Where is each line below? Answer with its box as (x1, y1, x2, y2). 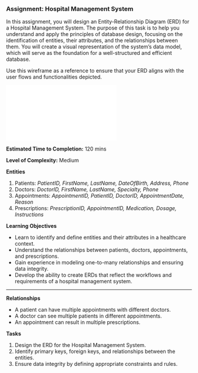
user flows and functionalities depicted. (6, 73, 102, 81)
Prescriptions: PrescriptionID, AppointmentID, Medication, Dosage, (14, 205, 177, 212)
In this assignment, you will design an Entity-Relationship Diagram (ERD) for (6, 18, 190, 25)
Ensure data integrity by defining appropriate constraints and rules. (14, 361, 178, 368)
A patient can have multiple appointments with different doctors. (14, 306, 171, 313)
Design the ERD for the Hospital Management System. (14, 342, 146, 349)
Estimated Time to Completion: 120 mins (6, 145, 107, 152)
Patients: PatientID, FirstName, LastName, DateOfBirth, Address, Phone (14, 179, 189, 187)
